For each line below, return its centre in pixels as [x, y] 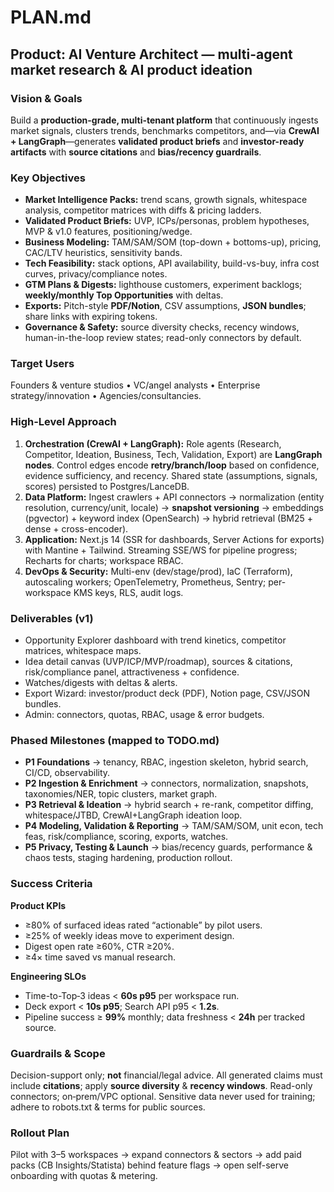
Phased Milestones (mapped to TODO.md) [115, 740]
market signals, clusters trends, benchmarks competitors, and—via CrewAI [165, 130]
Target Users [42, 364]
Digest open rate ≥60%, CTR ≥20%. [99, 946]
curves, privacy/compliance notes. [96, 274]
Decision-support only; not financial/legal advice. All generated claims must [166, 1075]
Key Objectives [48, 178]
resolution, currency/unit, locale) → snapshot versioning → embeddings [174, 507]
